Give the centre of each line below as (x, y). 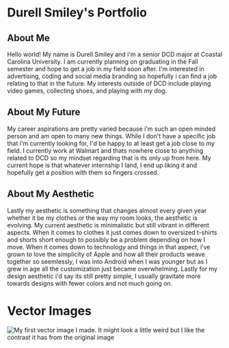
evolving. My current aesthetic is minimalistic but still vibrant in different (108, 225)
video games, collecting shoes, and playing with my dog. (87, 91)
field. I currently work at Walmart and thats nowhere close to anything (105, 150)
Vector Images (50, 311)
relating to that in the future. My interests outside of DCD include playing (109, 83)
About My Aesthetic (51, 194)
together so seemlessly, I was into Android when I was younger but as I (107, 261)
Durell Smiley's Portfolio (77, 13)
